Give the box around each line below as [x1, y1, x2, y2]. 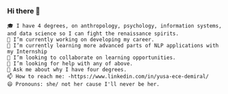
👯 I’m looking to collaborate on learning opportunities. [7, 54, 176, 61]
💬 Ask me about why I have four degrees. [7, 67, 127, 73]
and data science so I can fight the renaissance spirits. [7, 30, 179, 37]
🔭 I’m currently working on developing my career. [7, 36, 155, 43]
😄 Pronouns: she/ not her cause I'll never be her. [7, 81, 160, 88]
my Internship [7, 48, 48, 56]
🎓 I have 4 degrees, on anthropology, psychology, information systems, [7, 23, 223, 30]
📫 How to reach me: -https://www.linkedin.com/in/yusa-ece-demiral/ [7, 73, 209, 80]
